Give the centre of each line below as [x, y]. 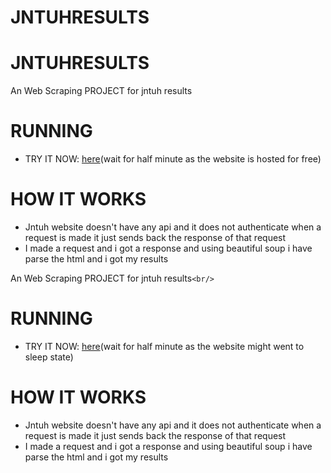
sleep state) [49, 357]
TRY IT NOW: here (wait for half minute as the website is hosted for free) [173, 159]
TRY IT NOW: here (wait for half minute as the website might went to [164, 346]
